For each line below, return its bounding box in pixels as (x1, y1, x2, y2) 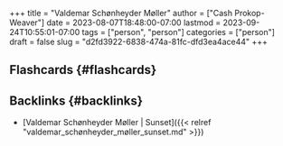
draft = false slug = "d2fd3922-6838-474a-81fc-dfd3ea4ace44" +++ (9, 36, 269, 47)
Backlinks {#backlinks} (9, 93, 143, 108)
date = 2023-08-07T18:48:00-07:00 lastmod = (46, 17, 222, 28)
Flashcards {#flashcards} (9, 62, 156, 78)
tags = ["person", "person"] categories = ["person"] (81, 27, 276, 37)
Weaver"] (9, 17, 45, 28)
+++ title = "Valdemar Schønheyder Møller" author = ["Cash (9, 8, 233, 18)
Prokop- (234, 8, 265, 18)
